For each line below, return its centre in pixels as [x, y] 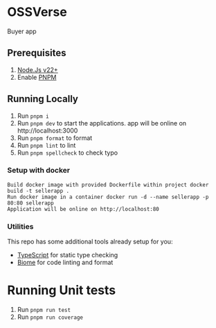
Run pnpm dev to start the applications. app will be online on [102, 123]
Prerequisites [37, 53]
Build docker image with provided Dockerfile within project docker [108, 184]
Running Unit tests [62, 290]
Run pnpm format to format [55, 138]
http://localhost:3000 [47, 130]
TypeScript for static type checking [67, 255]
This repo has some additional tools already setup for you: [90, 242]
